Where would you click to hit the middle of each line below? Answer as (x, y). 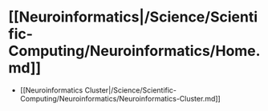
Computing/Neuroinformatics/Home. (134, 51)
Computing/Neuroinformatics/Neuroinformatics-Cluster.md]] (120, 98)
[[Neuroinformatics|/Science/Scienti (133, 17)
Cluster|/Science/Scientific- (131, 90)
